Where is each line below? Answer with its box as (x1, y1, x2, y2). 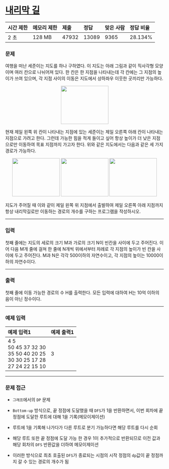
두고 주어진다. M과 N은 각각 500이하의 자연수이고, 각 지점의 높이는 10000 (14, 252, 159, 258)
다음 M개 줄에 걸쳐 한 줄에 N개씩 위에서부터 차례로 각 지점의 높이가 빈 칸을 (10, 246, 156, 252)
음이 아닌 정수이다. (5, 296, 42, 302)
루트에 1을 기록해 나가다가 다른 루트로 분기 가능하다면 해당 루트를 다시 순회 (12, 425, 158, 431)
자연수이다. (14, 258, 37, 264)
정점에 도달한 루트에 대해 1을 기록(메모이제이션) (12, 414, 105, 420)
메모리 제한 (32, 24, 58, 31)
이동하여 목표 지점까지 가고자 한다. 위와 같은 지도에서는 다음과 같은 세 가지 (18, 142, 163, 148)
